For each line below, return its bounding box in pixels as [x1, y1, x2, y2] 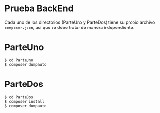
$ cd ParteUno [4, 57, 34, 63]
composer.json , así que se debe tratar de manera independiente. [4, 24, 134, 30]
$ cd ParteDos [4, 94, 34, 100]
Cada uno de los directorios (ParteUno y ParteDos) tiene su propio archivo [4, 19, 155, 25]
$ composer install [4, 99, 45, 104]
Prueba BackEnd [4, 3, 74, 14]
